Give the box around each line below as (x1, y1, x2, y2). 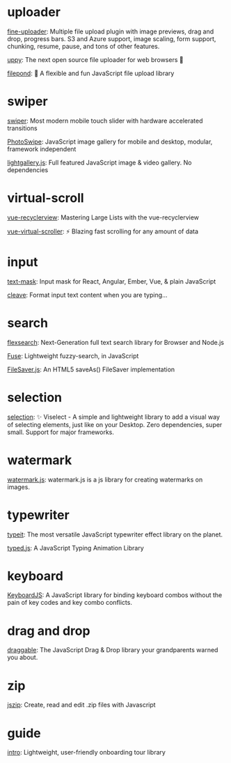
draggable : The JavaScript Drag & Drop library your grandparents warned (7, 646, 218, 654)
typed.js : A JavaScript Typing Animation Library (7, 544, 144, 552)
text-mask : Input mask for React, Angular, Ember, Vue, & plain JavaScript (7, 277, 216, 286)
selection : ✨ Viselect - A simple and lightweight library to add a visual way (7, 413, 221, 421)
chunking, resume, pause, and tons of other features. (7, 42, 160, 50)
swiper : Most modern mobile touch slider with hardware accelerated (7, 116, 203, 125)
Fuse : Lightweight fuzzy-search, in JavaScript (7, 351, 139, 360)
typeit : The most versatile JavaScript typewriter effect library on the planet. (7, 530, 223, 539)
